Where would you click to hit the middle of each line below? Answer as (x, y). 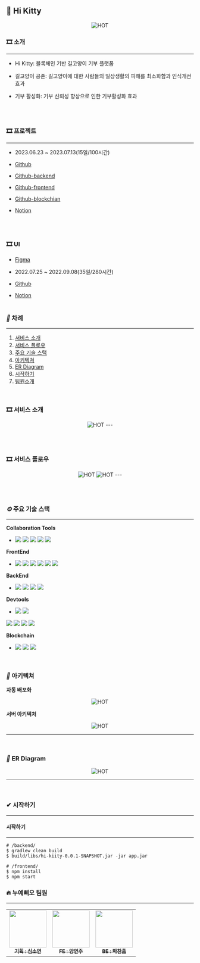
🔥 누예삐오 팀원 (27, 893)
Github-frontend (35, 188)
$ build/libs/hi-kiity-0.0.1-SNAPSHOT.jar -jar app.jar (77, 856)
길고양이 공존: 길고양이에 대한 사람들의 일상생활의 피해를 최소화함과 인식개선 (103, 76)
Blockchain (20, 635)
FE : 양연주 (71, 951)
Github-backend (35, 176)
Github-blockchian (37, 199)
